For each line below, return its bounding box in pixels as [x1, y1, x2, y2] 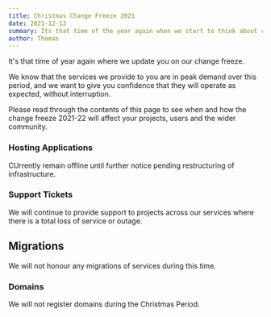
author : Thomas [8, 34, 60, 43]
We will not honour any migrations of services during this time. [8, 261, 216, 270]
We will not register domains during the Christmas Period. [8, 299, 200, 309]
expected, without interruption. [8, 90, 111, 99]
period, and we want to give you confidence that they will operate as [8, 81, 236, 90]
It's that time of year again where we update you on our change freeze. [8, 56, 245, 66]
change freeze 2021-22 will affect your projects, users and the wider [8, 114, 236, 123]
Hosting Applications [8, 142, 94, 153]
